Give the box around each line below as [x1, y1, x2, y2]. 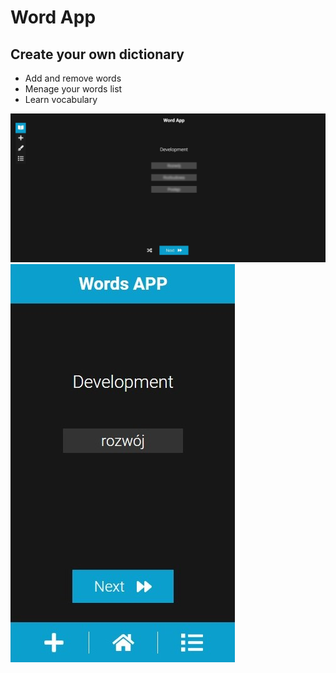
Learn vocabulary [24, 94, 98, 105]
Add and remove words [24, 72, 122, 84]
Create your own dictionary [10, 46, 185, 63]
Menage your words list [24, 83, 123, 95]
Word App [10, 6, 97, 29]
